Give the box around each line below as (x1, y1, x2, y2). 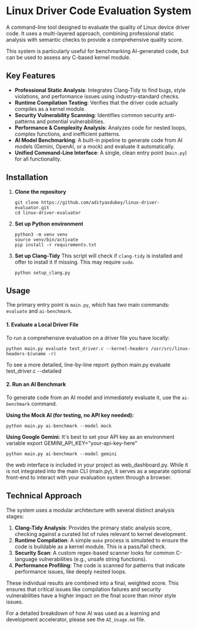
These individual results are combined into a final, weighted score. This (6, 579, 179, 587)
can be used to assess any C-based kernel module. (6, 54, 131, 61)
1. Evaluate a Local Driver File (6, 321, 79, 328)
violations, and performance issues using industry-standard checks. (14, 92, 180, 100)
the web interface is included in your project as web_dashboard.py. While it (6, 461, 188, 468)
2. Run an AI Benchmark (6, 381, 66, 388)
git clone (14, 199, 39, 206)
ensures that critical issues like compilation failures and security (6, 585, 161, 592)
